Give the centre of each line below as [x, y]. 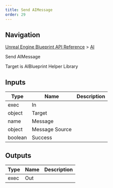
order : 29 [16, 15]
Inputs [16, 82]
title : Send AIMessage [29, 10]
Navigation [23, 35]
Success [42, 138]
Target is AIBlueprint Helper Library [42, 66]
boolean [17, 138]
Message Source [52, 130]
